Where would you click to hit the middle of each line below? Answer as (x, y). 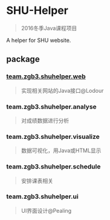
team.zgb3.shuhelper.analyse (51, 107)
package (23, 59)
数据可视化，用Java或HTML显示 (61, 151)
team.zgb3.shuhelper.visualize (53, 136)
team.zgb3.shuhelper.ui (42, 196)
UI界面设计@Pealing (46, 210)
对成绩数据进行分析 (45, 120)
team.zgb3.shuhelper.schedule (53, 167)
